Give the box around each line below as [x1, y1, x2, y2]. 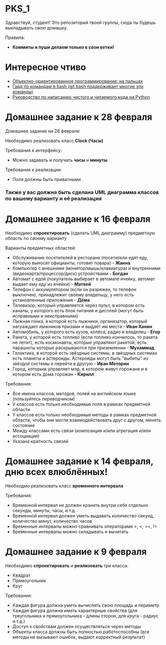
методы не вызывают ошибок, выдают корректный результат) [12, 634, 145, 640]
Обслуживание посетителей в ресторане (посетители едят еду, [12, 254, 148, 260]
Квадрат [12, 572, 31, 578]
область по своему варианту [5, 235, 67, 241]
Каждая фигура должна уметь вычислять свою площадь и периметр [12, 602, 160, 608]
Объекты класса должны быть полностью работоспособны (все [12, 629, 150, 635]
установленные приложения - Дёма [12, 297, 90, 303]
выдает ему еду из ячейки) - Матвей [12, 281, 91, 287]
